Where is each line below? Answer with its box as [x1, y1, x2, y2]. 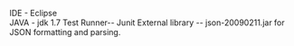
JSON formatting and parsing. [9, 27, 121, 37]
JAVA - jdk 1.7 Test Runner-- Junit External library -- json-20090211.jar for [9, 17, 285, 28]
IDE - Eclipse [9, 8, 57, 18]
